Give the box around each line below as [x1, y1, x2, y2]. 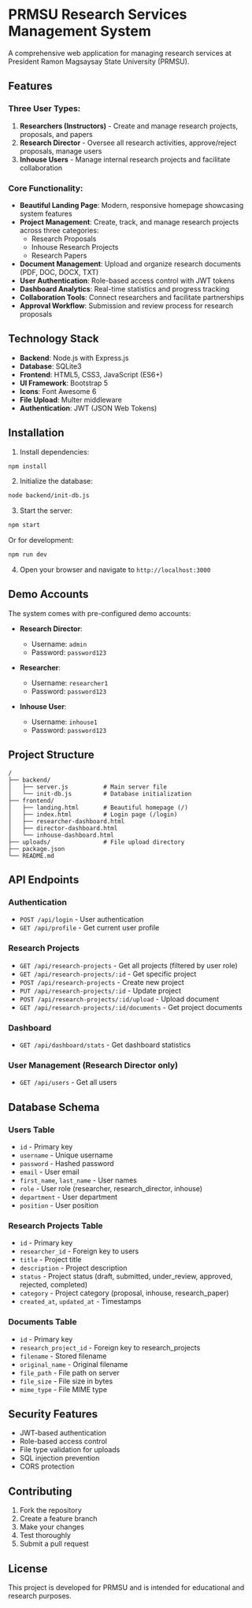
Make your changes [19, 1522, 84, 1532]
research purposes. [8, 1591, 72, 1600]
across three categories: [19, 225, 99, 235]
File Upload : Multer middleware [19, 395, 122, 404]
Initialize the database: [19, 477, 93, 486]
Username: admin [31, 639, 87, 648]
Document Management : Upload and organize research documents [19, 258, 242, 269]
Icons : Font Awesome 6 [19, 386, 97, 396]
